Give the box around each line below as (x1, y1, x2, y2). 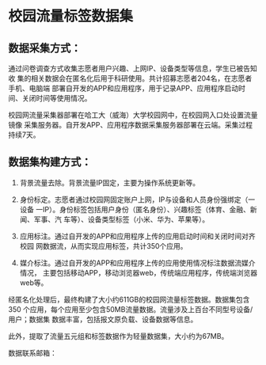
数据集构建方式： (8, 155, 92, 169)
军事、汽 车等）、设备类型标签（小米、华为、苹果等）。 (33, 215, 210, 224)
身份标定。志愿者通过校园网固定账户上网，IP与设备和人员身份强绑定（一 (19, 195, 256, 204)
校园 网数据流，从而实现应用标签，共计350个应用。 (19, 241, 188, 250)
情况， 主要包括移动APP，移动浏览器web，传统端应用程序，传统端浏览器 (19, 268, 258, 277)
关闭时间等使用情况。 (21, 93, 92, 103)
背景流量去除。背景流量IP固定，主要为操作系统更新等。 (19, 177, 200, 187)
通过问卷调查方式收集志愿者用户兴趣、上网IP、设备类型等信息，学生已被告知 (8, 64, 257, 73)
